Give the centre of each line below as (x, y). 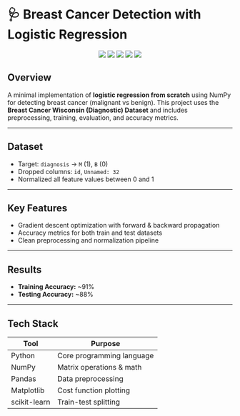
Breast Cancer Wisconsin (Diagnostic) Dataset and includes (97, 110)
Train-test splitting (88, 402)
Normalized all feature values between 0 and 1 (86, 179)
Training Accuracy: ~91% (56, 287)
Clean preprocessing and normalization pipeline (88, 240)
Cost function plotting (94, 390)
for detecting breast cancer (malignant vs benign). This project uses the (113, 102)
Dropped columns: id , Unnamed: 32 (69, 171)
